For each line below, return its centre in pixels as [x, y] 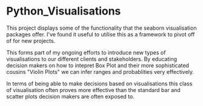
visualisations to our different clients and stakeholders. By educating [92, 59]
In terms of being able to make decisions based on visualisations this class [99, 84]
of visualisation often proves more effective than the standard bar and [93, 90]
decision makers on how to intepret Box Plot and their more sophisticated [98, 65]
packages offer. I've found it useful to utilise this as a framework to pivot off [101, 34]
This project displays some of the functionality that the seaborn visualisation [101, 28]
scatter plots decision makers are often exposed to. [70, 96]
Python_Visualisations [64, 11]
